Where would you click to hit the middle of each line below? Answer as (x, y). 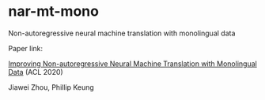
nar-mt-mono (53, 11)
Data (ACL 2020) (36, 72)
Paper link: (26, 48)
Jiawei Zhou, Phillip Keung (51, 87)
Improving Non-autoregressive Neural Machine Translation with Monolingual (132, 63)
